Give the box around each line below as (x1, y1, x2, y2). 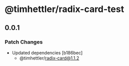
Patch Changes (5, 38, 43, 45)
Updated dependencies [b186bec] (12, 49, 83, 55)
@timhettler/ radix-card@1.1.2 (19, 55, 80, 61)
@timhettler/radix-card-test (5, 3, 124, 15)
